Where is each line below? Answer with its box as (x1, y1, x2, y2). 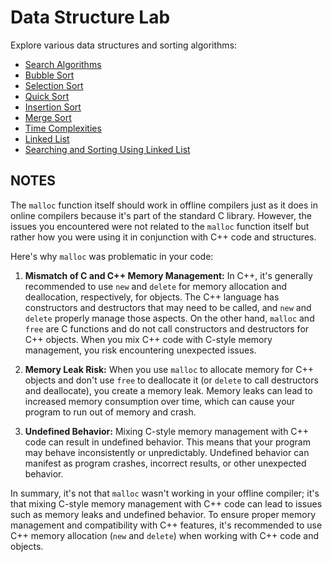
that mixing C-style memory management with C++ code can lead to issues (10, 497, 323, 510)
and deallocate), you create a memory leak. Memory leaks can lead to (24, 384, 313, 396)
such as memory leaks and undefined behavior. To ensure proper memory (10, 508, 317, 520)
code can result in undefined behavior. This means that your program (24, 436, 311, 448)
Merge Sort (24, 111, 72, 123)
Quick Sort (24, 90, 70, 102)
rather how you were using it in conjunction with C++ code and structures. (10, 231, 317, 243)
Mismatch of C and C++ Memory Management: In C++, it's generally (24, 269, 313, 281)
